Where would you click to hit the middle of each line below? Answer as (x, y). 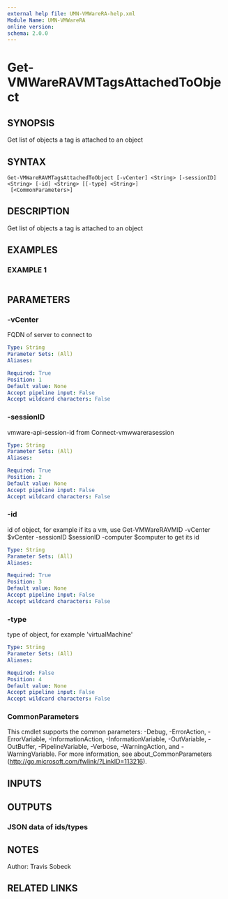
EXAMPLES (32, 250)
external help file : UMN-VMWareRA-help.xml (71, 14)
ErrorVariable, (27, 739)
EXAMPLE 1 (27, 270)
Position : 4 (24, 679)
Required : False (31, 673)
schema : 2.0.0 (28, 33)
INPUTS (24, 783)
